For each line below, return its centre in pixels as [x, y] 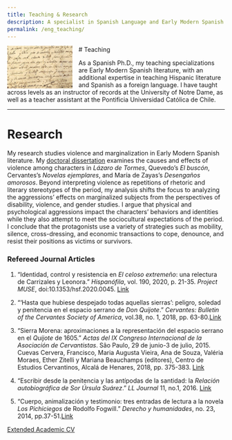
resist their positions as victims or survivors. [70, 241]
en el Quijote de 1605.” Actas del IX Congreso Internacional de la [109, 338]
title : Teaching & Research [48, 15]
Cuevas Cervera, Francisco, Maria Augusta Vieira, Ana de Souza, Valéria [120, 352]
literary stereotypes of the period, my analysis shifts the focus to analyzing [113, 190]
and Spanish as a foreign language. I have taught [148, 85]
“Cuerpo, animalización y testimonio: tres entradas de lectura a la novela [120, 401]
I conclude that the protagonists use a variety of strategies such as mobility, [115, 227]
